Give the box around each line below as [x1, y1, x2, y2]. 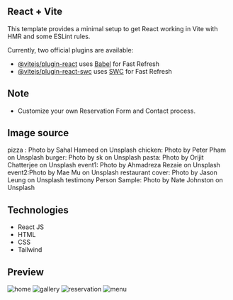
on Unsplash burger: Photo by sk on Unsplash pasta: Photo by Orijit [7, 153, 204, 162]
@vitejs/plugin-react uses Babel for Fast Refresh [17, 60, 160, 68]
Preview [7, 266, 45, 278]
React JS [17, 223, 45, 231]
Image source [7, 127, 69, 139]
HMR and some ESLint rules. [7, 32, 91, 40]
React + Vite [7, 6, 63, 18]
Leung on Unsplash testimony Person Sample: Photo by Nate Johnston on [7, 176, 223, 184]
